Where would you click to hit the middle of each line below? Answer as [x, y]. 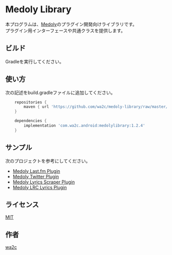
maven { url [37, 107]
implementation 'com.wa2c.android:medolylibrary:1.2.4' [84, 126]
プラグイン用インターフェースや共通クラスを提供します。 [65, 30]
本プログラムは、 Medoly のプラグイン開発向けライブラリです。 [71, 24]
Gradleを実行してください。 [35, 61]
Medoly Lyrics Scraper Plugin [44, 182]
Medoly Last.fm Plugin [36, 171]
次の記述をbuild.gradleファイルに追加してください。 [60, 92]
